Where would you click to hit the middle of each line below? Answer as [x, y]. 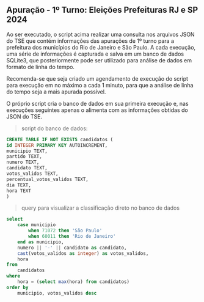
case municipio [37, 225]
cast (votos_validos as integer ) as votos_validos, [83, 253]
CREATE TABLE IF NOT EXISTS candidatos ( [60, 139]
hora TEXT [19, 191]
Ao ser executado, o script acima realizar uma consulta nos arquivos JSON [100, 34]
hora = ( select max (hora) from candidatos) [74, 282]
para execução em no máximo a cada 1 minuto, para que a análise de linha [100, 85]
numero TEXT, [23, 162]
